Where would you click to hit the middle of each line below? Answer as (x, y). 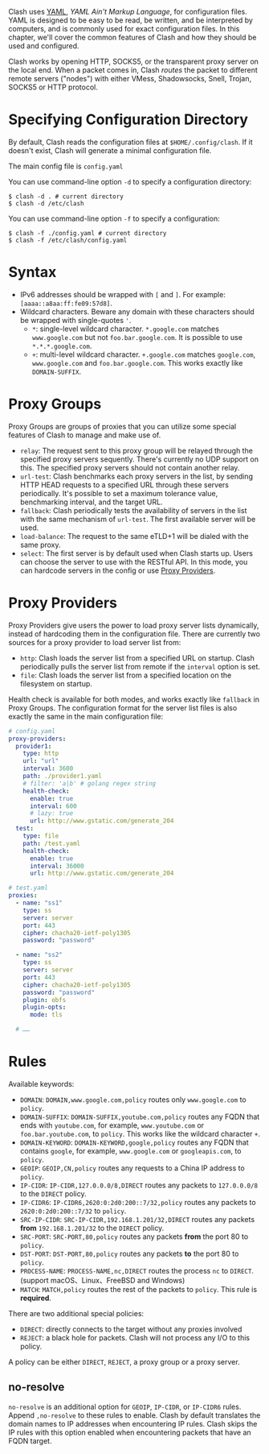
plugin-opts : (45, 1007)
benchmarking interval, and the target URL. (91, 502)
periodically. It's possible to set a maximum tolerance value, (119, 493)
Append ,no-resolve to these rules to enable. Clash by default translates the (134, 1415)
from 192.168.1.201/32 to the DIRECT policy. (92, 1228)
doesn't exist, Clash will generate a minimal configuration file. (110, 150)
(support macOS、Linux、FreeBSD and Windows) (102, 1280)
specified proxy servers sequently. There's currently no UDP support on (139, 459)
